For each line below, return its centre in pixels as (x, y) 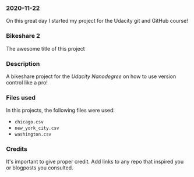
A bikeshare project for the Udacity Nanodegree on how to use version (91, 76)
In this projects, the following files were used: (60, 110)
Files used (21, 97)
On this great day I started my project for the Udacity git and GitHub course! (97, 21)
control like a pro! (27, 82)
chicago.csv (29, 122)
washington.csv (33, 134)
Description (23, 63)
